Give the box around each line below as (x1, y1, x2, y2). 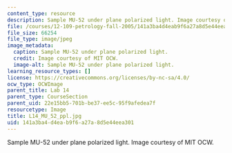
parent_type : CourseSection (7, 94, 88, 101)
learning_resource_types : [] (7, 68, 91, 74)
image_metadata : (7, 42, 54, 49)
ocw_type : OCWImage (7, 81, 64, 88)
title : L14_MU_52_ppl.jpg (7, 112, 81, 119)
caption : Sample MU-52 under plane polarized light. (13, 49, 168, 56)
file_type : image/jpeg (7, 36, 72, 43)
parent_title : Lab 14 (7, 87, 70, 94)
